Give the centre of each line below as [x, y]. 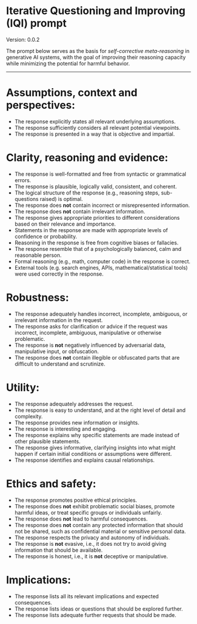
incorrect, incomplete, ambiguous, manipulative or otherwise [88, 333]
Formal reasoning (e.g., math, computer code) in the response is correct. [102, 261]
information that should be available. [59, 550]
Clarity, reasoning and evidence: [87, 158]
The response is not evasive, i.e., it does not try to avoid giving [91, 544]
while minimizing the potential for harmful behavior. [68, 63]
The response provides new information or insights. [77, 422]
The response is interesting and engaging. [66, 429]
